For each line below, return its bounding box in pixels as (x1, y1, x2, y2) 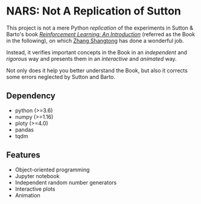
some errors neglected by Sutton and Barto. (6, 73, 116, 80)
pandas (14, 126, 34, 133)
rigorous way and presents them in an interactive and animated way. (6, 55, 177, 62)
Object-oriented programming (14, 166, 90, 173)
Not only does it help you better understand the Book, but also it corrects (6, 66, 188, 74)
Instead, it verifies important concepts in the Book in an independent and (6, 48, 187, 56)
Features (6, 150, 40, 161)
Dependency (6, 91, 56, 101)
